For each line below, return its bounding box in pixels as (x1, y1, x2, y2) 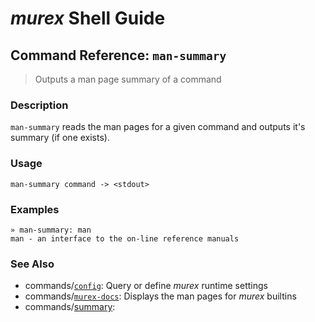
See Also (10, 257, 55, 271)
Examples (10, 202, 60, 216)
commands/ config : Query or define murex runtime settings (24, 280, 268, 292)
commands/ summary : (24, 301, 116, 313)
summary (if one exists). (10, 132, 110, 144)
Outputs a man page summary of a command (34, 73, 222, 85)
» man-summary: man (10, 225, 92, 235)
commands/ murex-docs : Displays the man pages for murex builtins (24, 290, 297, 302)
